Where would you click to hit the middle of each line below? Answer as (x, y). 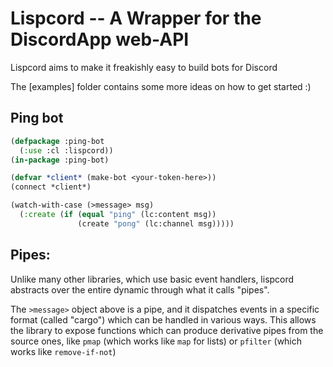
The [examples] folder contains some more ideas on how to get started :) (161, 86)
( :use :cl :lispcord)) (66, 150)
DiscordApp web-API (100, 39)
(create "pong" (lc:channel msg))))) (156, 223)
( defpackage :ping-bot (57, 141)
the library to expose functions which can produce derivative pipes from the (167, 330)
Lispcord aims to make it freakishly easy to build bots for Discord (144, 67)
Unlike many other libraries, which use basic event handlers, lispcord (152, 279)
